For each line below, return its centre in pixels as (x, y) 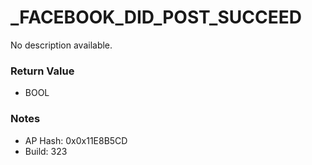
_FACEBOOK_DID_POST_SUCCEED (156, 17)
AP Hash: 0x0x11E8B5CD (76, 140)
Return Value (42, 71)
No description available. (61, 45)
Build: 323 (46, 151)
